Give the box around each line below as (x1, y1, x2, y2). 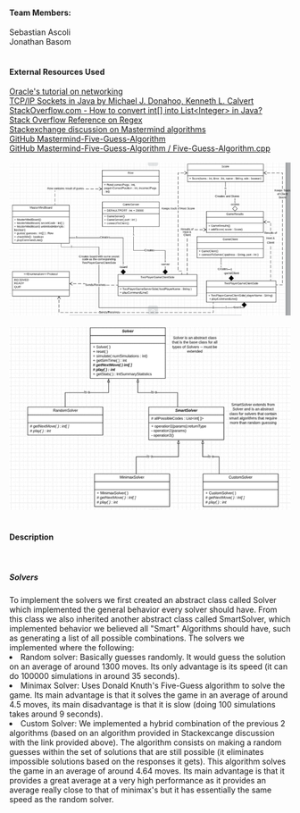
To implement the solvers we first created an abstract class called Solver (9, 594, 277, 605)
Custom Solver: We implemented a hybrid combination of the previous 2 (21, 717, 286, 728)
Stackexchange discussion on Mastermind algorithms (9, 124, 207, 135)
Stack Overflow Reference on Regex (9, 114, 143, 125)
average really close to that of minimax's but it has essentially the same (9, 784, 272, 795)
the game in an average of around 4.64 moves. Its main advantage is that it (9, 765, 285, 776)
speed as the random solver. (9, 793, 114, 804)
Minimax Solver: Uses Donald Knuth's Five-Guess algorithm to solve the (21, 680, 286, 691)
